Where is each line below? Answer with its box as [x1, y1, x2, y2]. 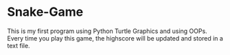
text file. [7, 41, 30, 49]
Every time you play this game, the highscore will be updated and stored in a [7, 34, 223, 42]
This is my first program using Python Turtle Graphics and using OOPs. [7, 27, 207, 35]
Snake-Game [7, 4, 84, 20]
